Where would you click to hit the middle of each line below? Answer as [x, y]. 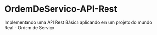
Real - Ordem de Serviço [30, 27]
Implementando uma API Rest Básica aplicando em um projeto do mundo [78, 22]
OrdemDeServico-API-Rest [61, 9]
